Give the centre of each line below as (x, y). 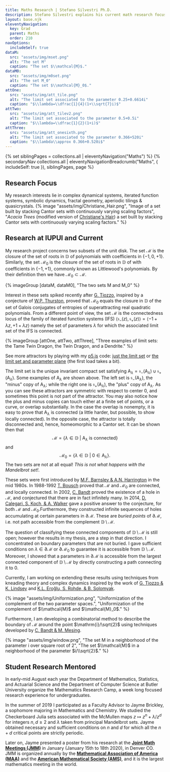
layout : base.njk (24, 19)
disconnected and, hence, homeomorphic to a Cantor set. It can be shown (83, 424)
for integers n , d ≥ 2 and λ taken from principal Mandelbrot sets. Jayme (80, 722)
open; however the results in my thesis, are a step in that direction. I (76, 538)
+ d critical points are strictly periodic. (45, 732)
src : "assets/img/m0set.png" (40, 76)
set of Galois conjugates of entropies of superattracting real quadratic (78, 308)
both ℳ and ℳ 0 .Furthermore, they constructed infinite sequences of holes (83, 510)
